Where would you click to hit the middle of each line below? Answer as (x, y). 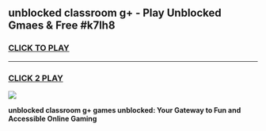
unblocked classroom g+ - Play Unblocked (115, 13)
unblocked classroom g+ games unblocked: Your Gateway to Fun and (125, 110)
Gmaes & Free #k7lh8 (62, 26)
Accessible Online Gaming (53, 118)
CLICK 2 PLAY (36, 78)
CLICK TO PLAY (39, 48)
